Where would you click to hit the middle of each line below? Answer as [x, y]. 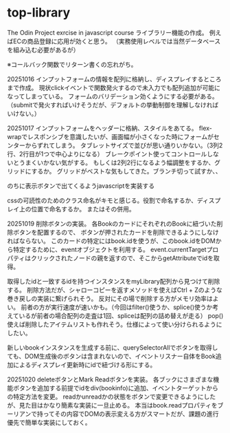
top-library [39, 13]
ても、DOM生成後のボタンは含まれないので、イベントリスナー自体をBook [112, 356]
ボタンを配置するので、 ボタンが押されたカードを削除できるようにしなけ [116, 232]
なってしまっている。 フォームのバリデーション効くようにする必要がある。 [113, 96]
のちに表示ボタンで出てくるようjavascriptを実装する [81, 186]
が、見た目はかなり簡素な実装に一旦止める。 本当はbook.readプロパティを [112, 405]
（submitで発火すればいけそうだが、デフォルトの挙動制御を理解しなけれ [110, 105]
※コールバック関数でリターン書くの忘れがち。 [72, 64]
